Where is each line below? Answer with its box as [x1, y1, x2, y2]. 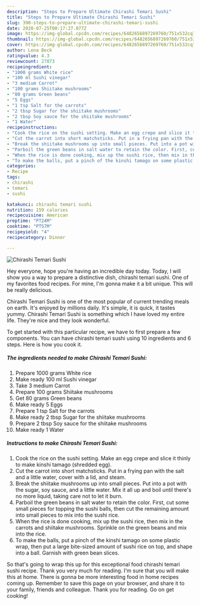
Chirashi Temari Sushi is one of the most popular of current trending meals [7, 298, 189, 305]
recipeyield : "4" [7, 229, 50, 235]
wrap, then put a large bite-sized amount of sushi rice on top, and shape [15, 543, 192, 550]
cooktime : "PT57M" [7, 224, 52, 230]
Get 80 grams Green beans [15, 394, 82, 402]
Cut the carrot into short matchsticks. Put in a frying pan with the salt [15, 467, 185, 475]
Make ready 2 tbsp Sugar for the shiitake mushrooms [15, 413, 146, 421]
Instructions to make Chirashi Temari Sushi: [7, 440, 118, 447]
